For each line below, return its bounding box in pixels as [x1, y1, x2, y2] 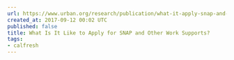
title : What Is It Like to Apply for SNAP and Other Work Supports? [7, 29, 210, 37]
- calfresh [7, 42, 39, 49]
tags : [7, 36, 23, 43]
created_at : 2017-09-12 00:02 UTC [7, 17, 108, 23]
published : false [7, 23, 58, 30]
